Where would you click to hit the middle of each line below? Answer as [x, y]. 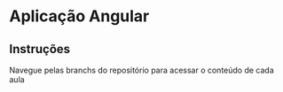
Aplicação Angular [79, 16]
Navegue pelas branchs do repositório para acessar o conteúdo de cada [142, 70]
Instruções [40, 49]
